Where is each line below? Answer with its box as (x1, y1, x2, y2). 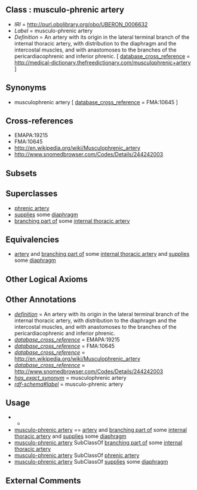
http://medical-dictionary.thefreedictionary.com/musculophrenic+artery (14, 59, 192, 66)
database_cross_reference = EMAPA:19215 (14, 335, 120, 343)
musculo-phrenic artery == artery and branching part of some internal (14, 427, 187, 434)
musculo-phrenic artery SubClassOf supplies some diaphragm (14, 458, 168, 465)
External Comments (5, 476, 81, 486)
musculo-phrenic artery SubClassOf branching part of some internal (14, 439, 183, 446)
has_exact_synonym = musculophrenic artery (14, 374, 127, 381)
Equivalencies (5, 235, 59, 245)
